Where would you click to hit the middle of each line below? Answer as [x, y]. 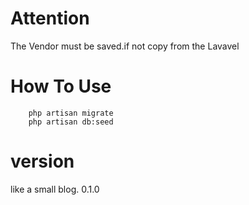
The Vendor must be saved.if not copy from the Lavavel [125, 46]
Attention [50, 18]
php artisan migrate [71, 113]
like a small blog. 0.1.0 [55, 189]
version [42, 161]
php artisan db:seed [71, 122]
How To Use [61, 86]
